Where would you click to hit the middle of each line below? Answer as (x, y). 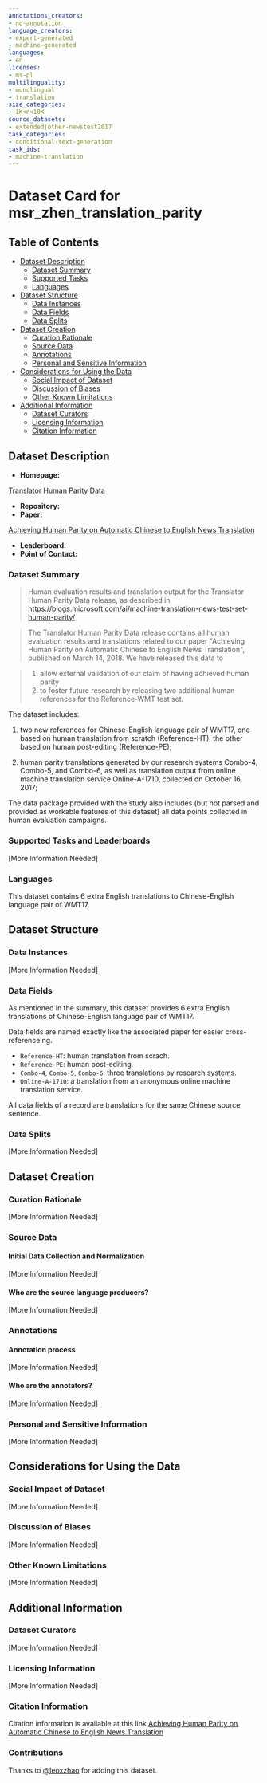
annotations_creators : (46, 16)
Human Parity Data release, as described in (99, 600)
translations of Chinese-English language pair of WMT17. (102, 1016)
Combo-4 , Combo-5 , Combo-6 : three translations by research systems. (128, 1073)
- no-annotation (35, 23)
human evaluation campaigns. (58, 820)
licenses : (25, 68)
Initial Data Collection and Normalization (77, 1256)
